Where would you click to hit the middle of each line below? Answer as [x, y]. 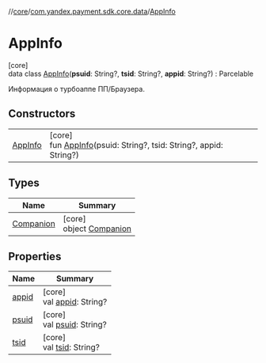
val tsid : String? [71, 347]
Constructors [42, 114]
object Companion [97, 229]
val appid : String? [75, 302]
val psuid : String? [74, 325]
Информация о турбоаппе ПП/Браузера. [76, 89]
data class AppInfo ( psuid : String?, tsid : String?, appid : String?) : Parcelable [131, 74]
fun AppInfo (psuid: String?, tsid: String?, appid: [136, 145]
